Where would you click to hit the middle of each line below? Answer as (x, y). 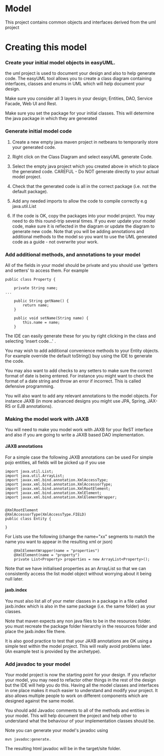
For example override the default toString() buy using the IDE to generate (79, 356)
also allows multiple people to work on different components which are (77, 696)
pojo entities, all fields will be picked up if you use (55, 462)
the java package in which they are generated (51, 118)
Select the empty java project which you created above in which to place (85, 166)
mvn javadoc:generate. (28, 740)
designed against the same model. (40, 701)
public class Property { (30, 280)
